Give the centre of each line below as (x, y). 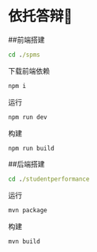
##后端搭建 (26, 164)
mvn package (28, 211)
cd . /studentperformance (49, 179)
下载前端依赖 (29, 71)
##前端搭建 (26, 40)
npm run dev (28, 117)
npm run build (32, 148)
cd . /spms (24, 55)
